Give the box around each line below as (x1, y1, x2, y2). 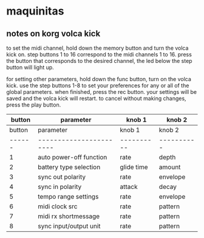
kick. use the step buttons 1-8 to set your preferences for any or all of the (6, 82, 189, 89)
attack (120, 183, 138, 191)
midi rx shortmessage (38, 212, 100, 220)
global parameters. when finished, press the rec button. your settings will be (6, 88, 197, 95)
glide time (120, 163, 148, 171)
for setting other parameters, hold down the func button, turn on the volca (6, 76, 191, 82)
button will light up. (6, 64, 55, 71)
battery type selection (38, 163, 101, 171)
